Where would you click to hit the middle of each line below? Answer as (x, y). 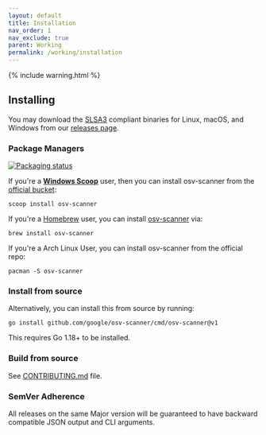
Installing (32, 100)
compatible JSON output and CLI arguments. (81, 422)
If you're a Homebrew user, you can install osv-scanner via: (106, 219)
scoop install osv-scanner (53, 204)
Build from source (43, 359)
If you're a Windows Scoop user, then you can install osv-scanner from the (131, 181)
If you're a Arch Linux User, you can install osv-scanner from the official (126, 248)
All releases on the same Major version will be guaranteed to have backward (133, 414)
